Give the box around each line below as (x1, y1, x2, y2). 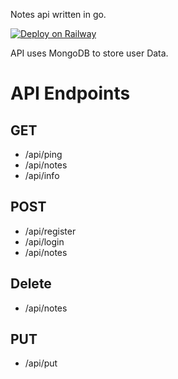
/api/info (24, 170, 60, 181)
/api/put (24, 357, 58, 369)
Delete (10, 275, 52, 293)
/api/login (24, 235, 65, 248)
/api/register (24, 225, 77, 237)
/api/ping (24, 149, 63, 160)
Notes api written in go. (10, 9, 107, 20)
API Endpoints (10, 82, 131, 105)
